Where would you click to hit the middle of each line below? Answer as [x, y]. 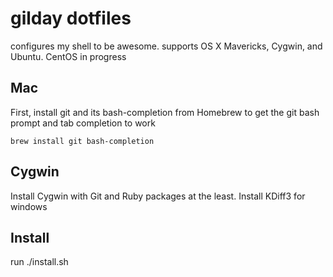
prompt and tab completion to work [83, 123]
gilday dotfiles [71, 18]
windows [29, 206]
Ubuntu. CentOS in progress [68, 56]
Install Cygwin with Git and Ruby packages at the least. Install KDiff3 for [158, 196]
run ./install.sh [39, 262]
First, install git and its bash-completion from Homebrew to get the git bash [165, 112]
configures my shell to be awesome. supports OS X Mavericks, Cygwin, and [166, 46]
